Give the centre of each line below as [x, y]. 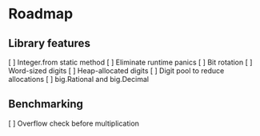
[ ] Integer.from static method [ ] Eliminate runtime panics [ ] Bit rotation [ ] [130, 62]
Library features [49, 43]
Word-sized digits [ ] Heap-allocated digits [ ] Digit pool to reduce [116, 71]
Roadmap [41, 14]
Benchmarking [46, 104]
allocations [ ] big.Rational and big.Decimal [79, 79]
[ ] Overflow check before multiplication [74, 123]
